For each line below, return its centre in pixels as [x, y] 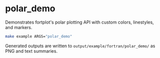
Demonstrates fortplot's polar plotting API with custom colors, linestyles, [80, 22]
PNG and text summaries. [31, 51]
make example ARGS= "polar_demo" [39, 36]
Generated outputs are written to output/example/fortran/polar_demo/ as [80, 46]
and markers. [19, 27]
